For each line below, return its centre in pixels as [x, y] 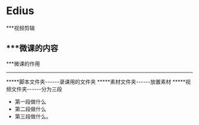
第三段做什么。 [33, 116]
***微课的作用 [23, 64]
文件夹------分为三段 [36, 89]
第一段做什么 [30, 101]
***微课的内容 [32, 48]
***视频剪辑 [21, 28]
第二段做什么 [30, 109]
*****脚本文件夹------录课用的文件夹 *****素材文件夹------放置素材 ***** [96, 81]
